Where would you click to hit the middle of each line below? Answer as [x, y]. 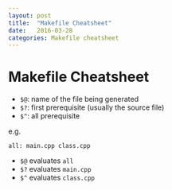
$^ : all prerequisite [50, 116]
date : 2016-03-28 [41, 30]
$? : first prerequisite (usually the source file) [92, 107]
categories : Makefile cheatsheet [64, 38]
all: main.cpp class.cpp [49, 146]
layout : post [30, 16]
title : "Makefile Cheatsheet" [60, 23]
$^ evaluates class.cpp [57, 178]
